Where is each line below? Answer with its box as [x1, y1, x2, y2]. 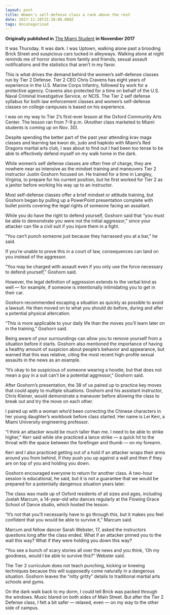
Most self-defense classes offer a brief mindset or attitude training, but [5, 192, 154, 198]
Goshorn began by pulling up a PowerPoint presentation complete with [5, 197, 153, 203]
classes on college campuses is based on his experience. [5, 104, 126, 110]
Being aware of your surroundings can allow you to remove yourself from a [5, 335, 162, 342]
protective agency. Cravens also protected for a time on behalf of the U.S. [5, 87, 160, 94]
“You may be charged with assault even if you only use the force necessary [5, 264, 163, 270]
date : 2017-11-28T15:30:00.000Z [5, 17, 74, 22]
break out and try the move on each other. [5, 398, 93, 405]
